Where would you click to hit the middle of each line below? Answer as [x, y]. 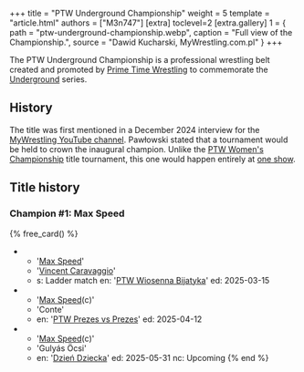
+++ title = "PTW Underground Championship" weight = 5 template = [140, 13]
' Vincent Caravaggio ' [76, 270]
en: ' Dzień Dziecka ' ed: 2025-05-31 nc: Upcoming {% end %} [152, 357]
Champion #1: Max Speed [67, 213]
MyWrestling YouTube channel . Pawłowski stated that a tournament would [149, 139]
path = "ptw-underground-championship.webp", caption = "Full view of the [151, 32]
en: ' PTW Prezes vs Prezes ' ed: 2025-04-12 [119, 319]
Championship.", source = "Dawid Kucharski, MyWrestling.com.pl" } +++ [146, 42]
